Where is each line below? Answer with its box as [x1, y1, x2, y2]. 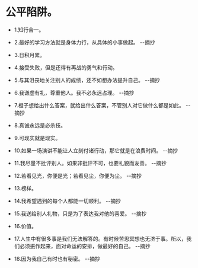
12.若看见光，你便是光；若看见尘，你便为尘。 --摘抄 [14, 172, 142, 179]
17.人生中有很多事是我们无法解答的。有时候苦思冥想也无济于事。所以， [14, 235, 187, 242]
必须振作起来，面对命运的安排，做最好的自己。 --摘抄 [19, 243, 151, 250]
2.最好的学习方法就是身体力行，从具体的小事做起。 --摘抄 [14, 39, 155, 46]
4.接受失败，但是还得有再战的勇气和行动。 [14, 63, 118, 71]
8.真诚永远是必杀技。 [14, 122, 66, 129]
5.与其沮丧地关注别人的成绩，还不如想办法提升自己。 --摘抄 [14, 76, 161, 84]
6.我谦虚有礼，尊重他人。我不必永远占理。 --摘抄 [14, 89, 135, 96]
